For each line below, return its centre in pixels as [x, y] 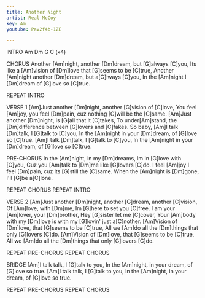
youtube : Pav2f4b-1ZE [34, 29]
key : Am [16, 23]
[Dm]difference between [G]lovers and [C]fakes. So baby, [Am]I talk [92, 127]
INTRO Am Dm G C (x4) [36, 52]
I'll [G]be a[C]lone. [30, 178]
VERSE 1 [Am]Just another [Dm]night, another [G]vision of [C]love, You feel [102, 108]
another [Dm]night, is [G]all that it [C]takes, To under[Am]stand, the [92, 120]
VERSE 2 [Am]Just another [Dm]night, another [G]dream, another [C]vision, [102, 202]
